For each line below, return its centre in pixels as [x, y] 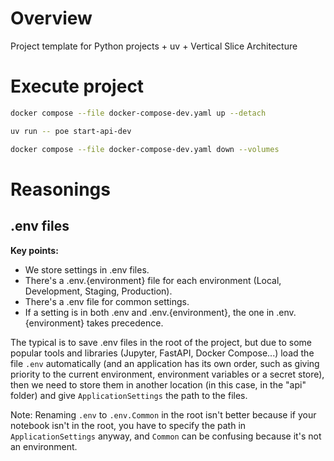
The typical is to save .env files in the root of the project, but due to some [161, 342]
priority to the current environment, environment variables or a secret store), [167, 374]
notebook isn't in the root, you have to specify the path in [128, 425]
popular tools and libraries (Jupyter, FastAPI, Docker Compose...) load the [162, 353]
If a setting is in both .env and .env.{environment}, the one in [149, 312]
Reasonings [60, 189]
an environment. [44, 446]
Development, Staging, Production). [98, 291]
